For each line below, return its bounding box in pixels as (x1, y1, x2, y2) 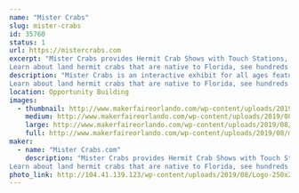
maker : (9, 137, 34, 146)
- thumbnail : (17, 104, 66, 113)
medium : (25, 112, 53, 121)
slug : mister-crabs (9, 21, 82, 30)
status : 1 (9, 37, 46, 47)
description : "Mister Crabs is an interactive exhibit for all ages (9, 71, 269, 80)
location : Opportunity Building (9, 87, 129, 96)
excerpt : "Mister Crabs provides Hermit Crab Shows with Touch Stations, (9, 54, 289, 63)
